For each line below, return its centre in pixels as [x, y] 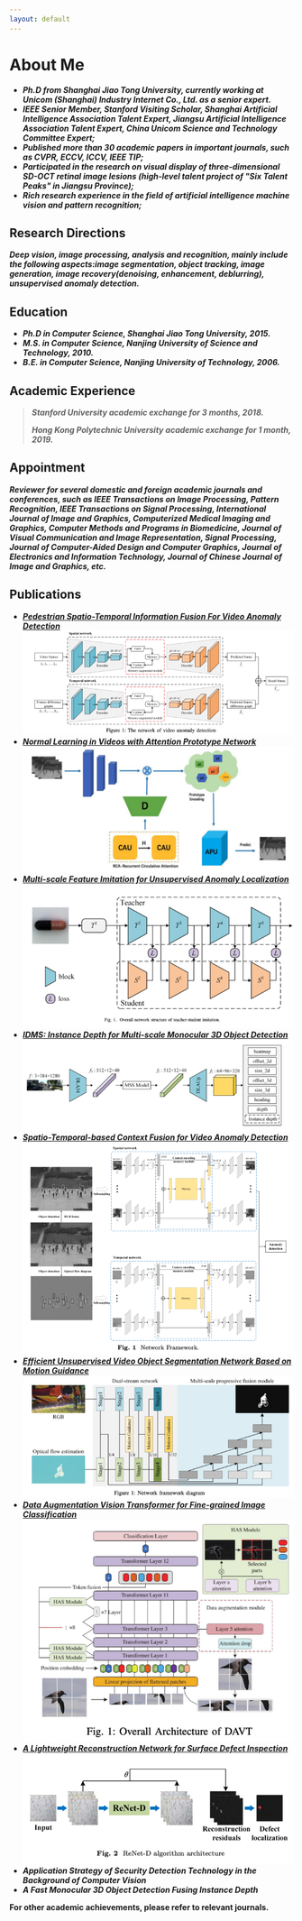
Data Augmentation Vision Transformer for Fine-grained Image [144, 1505]
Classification [50, 1514]
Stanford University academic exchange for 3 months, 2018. [147, 412]
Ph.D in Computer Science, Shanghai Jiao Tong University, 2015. [146, 334]
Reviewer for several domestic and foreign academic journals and [136, 489]
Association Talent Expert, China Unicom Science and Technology [150, 128]
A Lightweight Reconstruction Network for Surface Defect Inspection [155, 1749]
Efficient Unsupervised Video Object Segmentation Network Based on [157, 1361]
